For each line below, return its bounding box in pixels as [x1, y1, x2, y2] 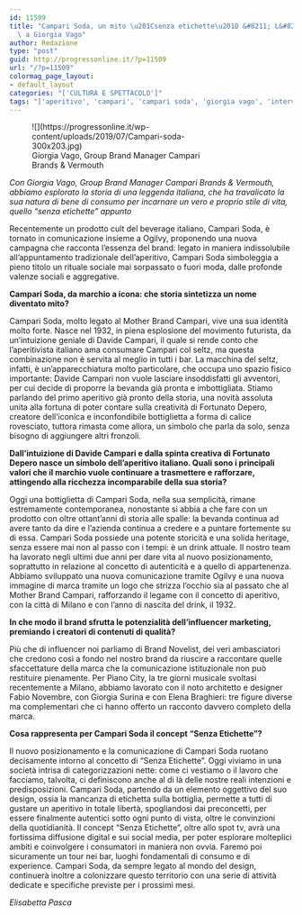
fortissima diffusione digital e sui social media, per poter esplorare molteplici [9, 832, 292, 843]
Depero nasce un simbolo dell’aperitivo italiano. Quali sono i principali [9, 457, 276, 468]
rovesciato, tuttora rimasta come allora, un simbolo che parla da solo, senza [9, 421, 290, 432]
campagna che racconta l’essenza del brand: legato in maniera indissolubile [9, 242, 290, 253]
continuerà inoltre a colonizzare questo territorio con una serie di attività [9, 870, 277, 881]
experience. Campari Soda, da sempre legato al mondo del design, [9, 861, 257, 872]
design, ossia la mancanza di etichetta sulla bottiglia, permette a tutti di [9, 793, 272, 804]
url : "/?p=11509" [9, 64, 75, 73]
